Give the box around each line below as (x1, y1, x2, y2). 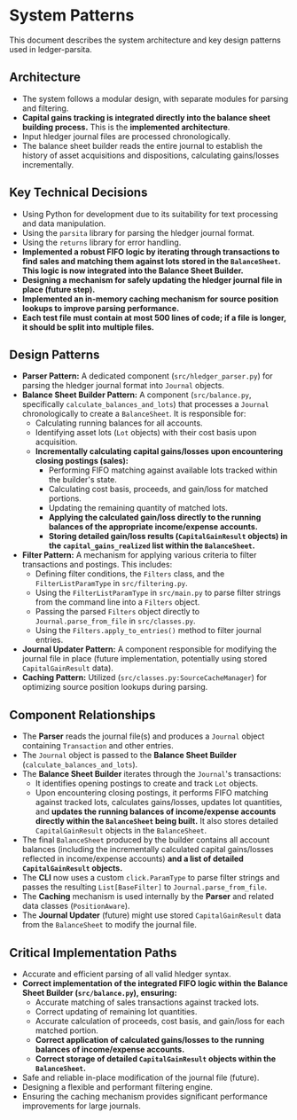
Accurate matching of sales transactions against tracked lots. (35, 997, 260, 1007)
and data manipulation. (21, 218, 106, 229)
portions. (48, 493, 82, 504)
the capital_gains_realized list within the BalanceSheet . (48, 540, 255, 551)
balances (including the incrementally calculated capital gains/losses (21, 844, 274, 855)
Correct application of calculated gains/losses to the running (35, 1035, 265, 1045)
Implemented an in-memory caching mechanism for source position (21, 294, 279, 304)
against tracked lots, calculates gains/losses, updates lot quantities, (35, 797, 283, 808)
